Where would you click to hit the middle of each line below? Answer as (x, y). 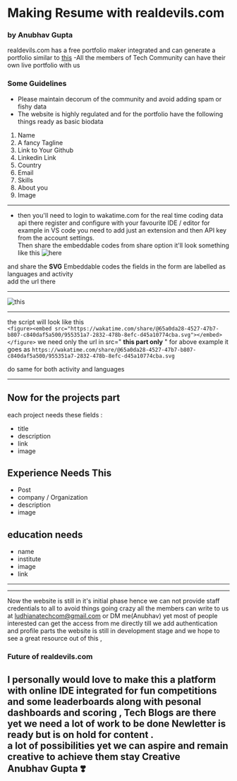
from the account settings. (56, 238)
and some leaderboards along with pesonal (104, 702)
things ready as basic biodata (60, 121)
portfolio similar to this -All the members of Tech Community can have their (116, 58)
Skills (25, 180)
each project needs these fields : (55, 414)
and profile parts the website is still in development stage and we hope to (114, 631)
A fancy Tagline (40, 142)
